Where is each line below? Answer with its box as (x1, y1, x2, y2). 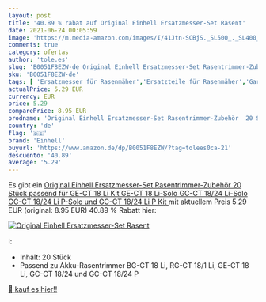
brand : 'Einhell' (8, 136, 66, 145)
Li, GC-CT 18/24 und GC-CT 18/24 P (19, 270, 139, 279)
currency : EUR (8, 92, 55, 100)
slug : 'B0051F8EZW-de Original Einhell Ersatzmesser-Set (8, 63, 200, 71)
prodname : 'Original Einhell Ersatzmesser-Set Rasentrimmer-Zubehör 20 (8, 115, 253, 123)
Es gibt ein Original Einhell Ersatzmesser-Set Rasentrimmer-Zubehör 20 (8, 180, 242, 190)
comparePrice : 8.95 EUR (8, 108, 87, 115)
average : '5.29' (8, 159, 62, 167)
